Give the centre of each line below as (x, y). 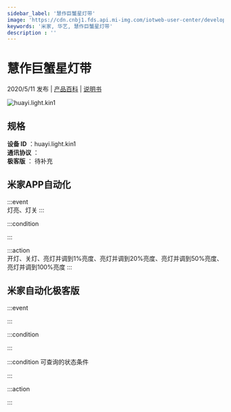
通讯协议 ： (23, 152)
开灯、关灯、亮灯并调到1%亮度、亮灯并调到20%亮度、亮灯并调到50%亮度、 (115, 258)
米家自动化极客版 (43, 291)
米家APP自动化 (39, 185)
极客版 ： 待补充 (30, 161)
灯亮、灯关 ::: (26, 209)
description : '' (32, 33)
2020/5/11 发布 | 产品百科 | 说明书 (54, 89)
